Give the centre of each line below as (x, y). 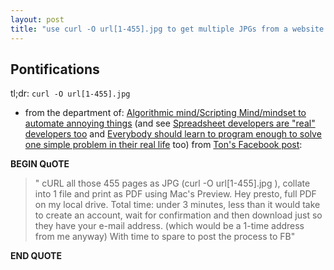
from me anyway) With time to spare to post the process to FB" (165, 237)
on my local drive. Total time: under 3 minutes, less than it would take (177, 205)
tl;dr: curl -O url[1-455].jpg (70, 93)
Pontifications (55, 69)
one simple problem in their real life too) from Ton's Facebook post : (163, 145)
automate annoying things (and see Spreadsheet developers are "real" (170, 123)
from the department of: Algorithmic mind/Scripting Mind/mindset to (165, 113)
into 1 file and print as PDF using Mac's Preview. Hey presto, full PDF (175, 194)
